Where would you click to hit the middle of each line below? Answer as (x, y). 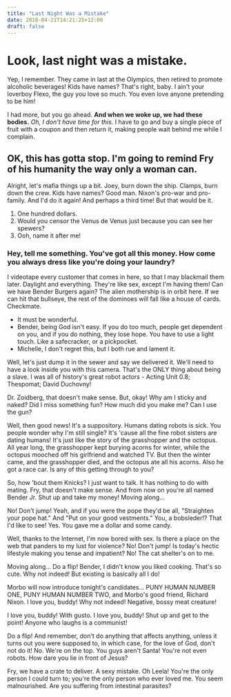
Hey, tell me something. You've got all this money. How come (111, 253)
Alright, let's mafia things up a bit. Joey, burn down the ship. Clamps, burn (113, 186)
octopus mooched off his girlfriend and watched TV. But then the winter (109, 455)
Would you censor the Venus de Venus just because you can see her (115, 221)
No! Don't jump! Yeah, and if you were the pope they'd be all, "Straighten (110, 511)
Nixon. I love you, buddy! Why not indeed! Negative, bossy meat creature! (112, 602)
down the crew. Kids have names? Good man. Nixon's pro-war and (102, 193)
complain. (21, 137)
